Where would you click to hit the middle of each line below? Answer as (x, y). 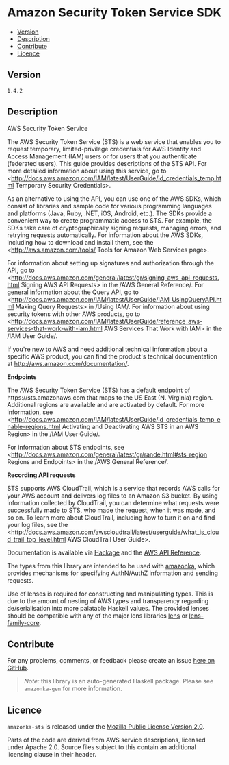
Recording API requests (42, 475)
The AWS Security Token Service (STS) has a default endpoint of (98, 390)
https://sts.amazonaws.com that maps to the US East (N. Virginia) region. (110, 397)
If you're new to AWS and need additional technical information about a (107, 349)
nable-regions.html (34, 426)
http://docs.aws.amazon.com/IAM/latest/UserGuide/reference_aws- (107, 321)
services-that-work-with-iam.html (55, 328)
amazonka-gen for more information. (73, 689)
